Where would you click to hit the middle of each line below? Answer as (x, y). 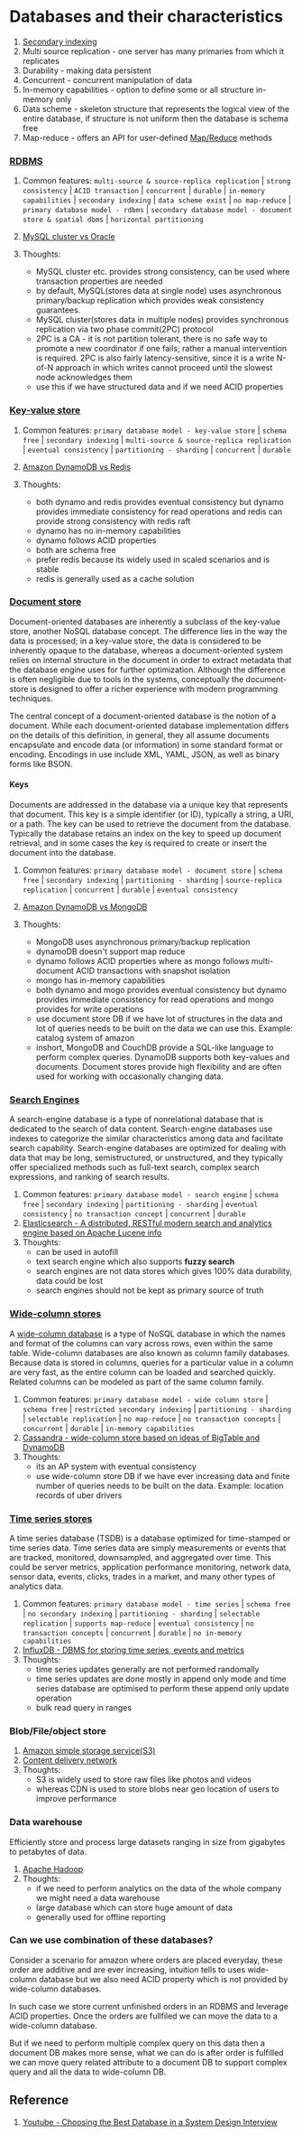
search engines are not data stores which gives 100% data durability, (164, 1271)
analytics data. (37, 1586)
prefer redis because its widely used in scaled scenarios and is (153, 559)
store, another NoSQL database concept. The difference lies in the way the (148, 631)
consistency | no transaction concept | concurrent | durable (134, 1213)
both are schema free (76, 549)
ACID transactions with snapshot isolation (153, 971)
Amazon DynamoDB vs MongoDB (85, 907)
